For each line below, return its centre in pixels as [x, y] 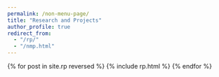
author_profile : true [39, 27]
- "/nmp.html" [34, 46]
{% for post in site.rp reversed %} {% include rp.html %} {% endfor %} [110, 66]
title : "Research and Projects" [54, 20]
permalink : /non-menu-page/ [48, 14]
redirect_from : [29, 33]
